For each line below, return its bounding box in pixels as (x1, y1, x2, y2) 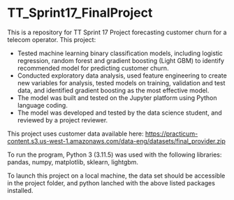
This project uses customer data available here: (7, 129, 144, 138)
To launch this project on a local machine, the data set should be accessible (7, 171, 226, 180)
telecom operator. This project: (7, 35, 96, 43)
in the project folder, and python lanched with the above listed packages (7, 178, 215, 187)
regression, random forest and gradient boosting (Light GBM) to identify (17, 56, 225, 64)
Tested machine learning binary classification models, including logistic (17, 49, 224, 57)
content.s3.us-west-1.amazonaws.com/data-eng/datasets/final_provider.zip (7, 136, 226, 145)
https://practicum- (145, 129, 198, 138)
